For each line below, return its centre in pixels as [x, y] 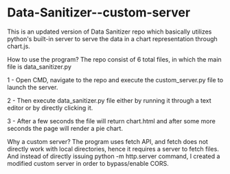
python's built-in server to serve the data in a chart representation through [112, 38]
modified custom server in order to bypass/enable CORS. [88, 163]
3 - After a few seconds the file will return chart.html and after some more [112, 121]
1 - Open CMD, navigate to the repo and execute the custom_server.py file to [115, 79]
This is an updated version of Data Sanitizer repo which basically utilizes [110, 32]
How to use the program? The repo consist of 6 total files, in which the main [114, 59]
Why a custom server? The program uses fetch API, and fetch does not [107, 141]
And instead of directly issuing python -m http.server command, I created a [114, 156]
